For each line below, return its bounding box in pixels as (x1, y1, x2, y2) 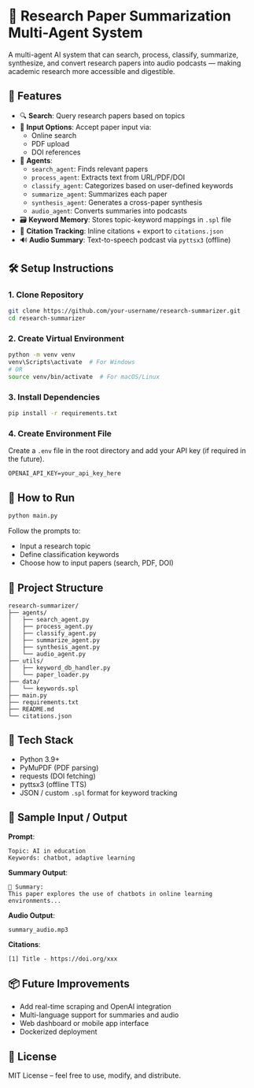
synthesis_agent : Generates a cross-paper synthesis (31, 197, 203, 207)
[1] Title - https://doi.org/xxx (8, 955, 118, 963)
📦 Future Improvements (8, 977, 130, 990)
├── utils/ (8, 657, 44, 665)
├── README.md (8, 705, 55, 713)
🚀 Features (8, 90, 62, 103)
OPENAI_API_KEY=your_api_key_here (8, 470, 122, 477)
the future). (8, 455, 45, 464)
